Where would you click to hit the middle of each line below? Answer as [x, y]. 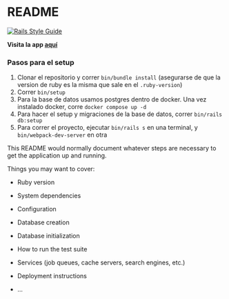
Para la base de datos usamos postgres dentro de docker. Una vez [112, 99]
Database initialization [49, 236]
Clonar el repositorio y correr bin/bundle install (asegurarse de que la [119, 77]
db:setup [30, 121]
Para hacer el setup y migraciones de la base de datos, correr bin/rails [120, 114]
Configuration [37, 209]
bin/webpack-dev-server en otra [62, 135]
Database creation [43, 222]
